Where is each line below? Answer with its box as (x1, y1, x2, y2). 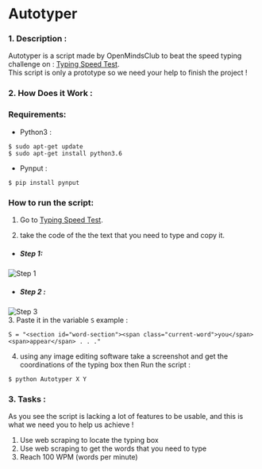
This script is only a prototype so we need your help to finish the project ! (8, 68, 248, 78)
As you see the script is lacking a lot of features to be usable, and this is (8, 412, 244, 421)
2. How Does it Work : (8, 88, 93, 99)
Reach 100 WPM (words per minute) (19, 452, 138, 462)
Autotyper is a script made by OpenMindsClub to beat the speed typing (8, 51, 242, 60)
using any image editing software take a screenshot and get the (19, 351, 229, 361)
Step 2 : (19, 286, 46, 296)
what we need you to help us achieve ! (8, 420, 134, 429)
